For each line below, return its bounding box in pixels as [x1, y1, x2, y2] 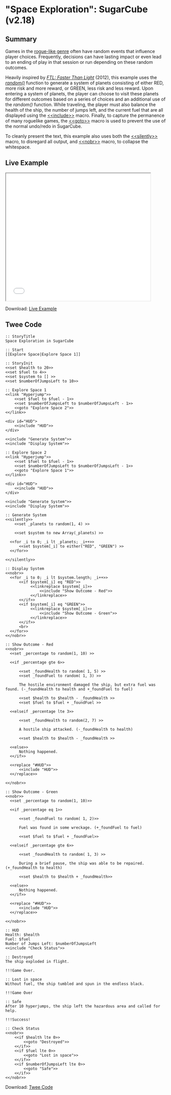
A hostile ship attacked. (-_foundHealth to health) [18, 727, 133, 732]
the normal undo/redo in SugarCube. [5, 123, 82, 129]
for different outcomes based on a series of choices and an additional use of [5, 96, 166, 102]
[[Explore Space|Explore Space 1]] [5, 352, 81, 357]
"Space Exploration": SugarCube [5, 4, 148, 15]
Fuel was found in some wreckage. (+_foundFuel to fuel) [18, 825, 142, 830]
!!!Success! [5, 1017, 31, 1022]
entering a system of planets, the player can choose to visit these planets [5, 91, 159, 96]
